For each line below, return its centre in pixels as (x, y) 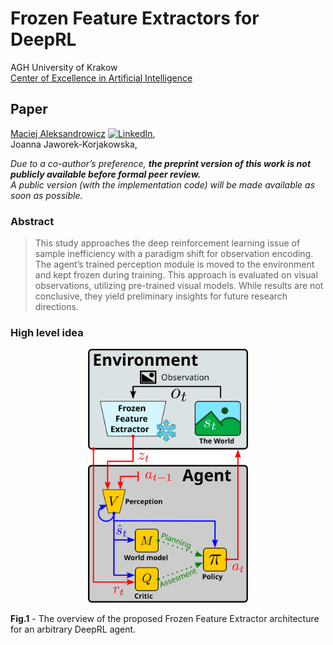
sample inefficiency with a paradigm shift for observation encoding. (174, 254)
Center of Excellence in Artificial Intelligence (101, 78)
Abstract (32, 221)
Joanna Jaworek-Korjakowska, (74, 144)
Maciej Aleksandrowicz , (83, 133)
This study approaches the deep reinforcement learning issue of (167, 243)
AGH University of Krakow (64, 67)
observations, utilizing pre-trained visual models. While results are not (179, 286)
